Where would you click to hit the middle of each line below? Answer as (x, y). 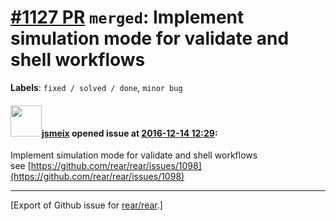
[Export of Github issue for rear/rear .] (86, 205)
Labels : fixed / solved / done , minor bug (96, 87)
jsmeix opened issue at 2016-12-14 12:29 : (129, 133)
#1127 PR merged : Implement (127, 17)
